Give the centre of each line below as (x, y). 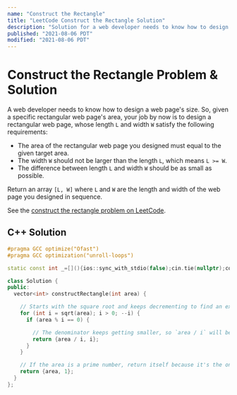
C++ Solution (37, 232)
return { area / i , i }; (66, 339)
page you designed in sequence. (55, 197)
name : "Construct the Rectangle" (56, 14)
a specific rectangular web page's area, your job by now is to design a (109, 117)
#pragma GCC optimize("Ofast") (53, 249)
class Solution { (33, 281)
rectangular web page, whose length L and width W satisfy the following (111, 125)
